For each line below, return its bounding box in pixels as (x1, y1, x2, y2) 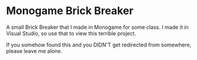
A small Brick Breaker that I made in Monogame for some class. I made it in (6, 24, 189, 31)
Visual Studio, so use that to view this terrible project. (6, 29, 136, 36)
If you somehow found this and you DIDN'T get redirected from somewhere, (6, 41, 192, 48)
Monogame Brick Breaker (6, 4, 134, 18)
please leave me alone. (6, 47, 63, 54)
